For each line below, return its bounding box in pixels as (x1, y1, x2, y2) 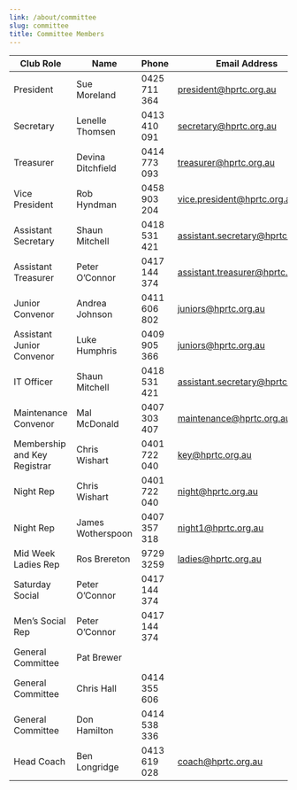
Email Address (215, 58, 278, 70)
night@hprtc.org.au (177, 485, 258, 498)
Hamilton (76, 724, 114, 737)
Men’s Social (13, 615, 66, 627)
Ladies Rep (13, 559, 60, 571)
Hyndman (76, 198, 118, 211)
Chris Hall (76, 683, 118, 695)
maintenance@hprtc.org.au (177, 413, 292, 425)
